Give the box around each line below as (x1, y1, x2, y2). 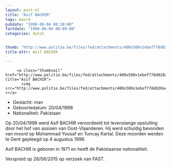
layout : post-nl (5, 7, 40, 13)
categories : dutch (5, 31, 44, 36)
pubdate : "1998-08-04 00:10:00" (5, 21, 74, 27)
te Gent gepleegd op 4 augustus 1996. (5, 136, 85, 142)
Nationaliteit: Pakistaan (12, 110, 61, 116)
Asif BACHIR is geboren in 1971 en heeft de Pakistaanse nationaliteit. (5, 146, 149, 152)
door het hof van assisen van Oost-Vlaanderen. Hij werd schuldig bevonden (5, 125, 164, 131)
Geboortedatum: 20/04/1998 (12, 104, 73, 110)
